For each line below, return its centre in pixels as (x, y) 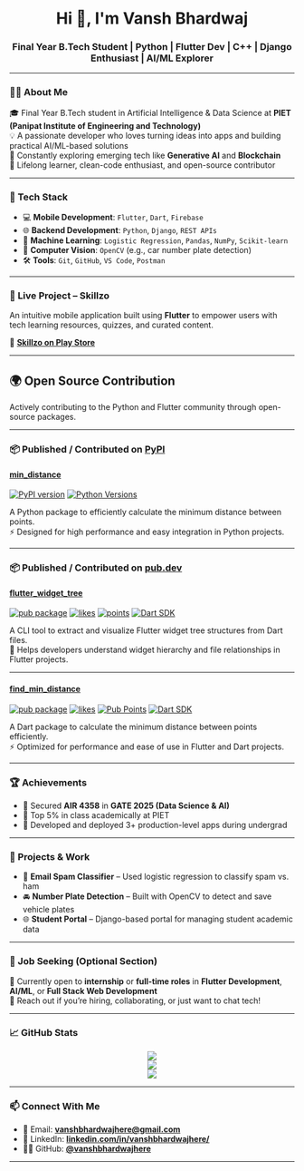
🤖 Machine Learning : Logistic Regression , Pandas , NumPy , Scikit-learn (155, 240)
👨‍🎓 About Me (38, 93)
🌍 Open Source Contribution (92, 381)
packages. (57, 417)
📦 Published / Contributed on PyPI (87, 450)
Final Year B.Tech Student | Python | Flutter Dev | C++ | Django (152, 47)
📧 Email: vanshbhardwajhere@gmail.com (101, 1129)
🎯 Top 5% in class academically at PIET (96, 815)
